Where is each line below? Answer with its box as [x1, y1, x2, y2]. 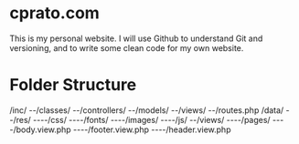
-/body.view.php [9, 124, 71, 135]
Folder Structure [9, 75, 137, 96]
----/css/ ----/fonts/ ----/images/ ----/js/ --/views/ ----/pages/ [33, 114, 272, 125]
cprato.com [9, 3, 101, 24]
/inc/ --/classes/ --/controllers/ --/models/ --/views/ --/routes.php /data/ [9, 104, 284, 116]
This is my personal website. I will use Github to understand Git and [9, 33, 263, 44]
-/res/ [9, 114, 32, 125]
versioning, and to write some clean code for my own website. [9, 42, 244, 53]
